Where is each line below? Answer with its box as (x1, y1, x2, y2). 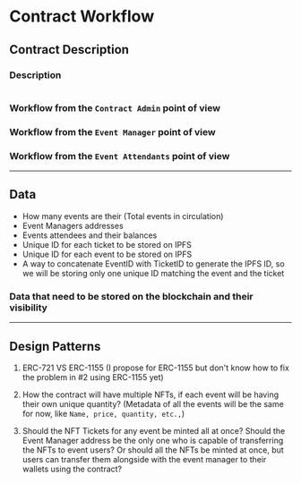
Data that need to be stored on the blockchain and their (9, 290, 254, 302)
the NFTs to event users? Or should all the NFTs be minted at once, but (21, 445, 284, 455)
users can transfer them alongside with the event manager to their (21, 453, 267, 464)
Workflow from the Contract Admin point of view (9, 101, 221, 114)
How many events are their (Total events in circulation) (21, 210, 224, 221)
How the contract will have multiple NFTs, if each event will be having (21, 389, 279, 400)
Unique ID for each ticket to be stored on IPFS (21, 239, 193, 250)
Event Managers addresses (21, 220, 124, 231)
